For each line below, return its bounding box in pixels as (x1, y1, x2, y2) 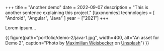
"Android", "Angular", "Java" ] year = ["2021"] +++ (5, 15, 109, 21)
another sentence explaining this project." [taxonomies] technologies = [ (5, 10, 155, 16)
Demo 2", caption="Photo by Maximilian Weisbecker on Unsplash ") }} (5, 40, 149, 46)
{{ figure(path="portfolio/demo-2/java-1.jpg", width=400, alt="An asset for (5, 35, 159, 40)
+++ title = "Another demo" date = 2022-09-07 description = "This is (5, 5, 148, 10)
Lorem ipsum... (5, 25, 36, 31)
